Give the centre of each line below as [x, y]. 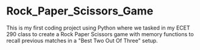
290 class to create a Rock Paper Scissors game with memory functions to [100, 34]
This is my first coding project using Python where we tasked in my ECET [98, 28]
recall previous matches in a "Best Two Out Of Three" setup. [82, 40]
